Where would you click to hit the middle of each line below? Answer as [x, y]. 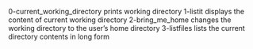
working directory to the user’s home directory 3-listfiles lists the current [127, 28]
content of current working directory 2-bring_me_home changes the [120, 20]
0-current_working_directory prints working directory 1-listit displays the [126, 11]
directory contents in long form [59, 36]
